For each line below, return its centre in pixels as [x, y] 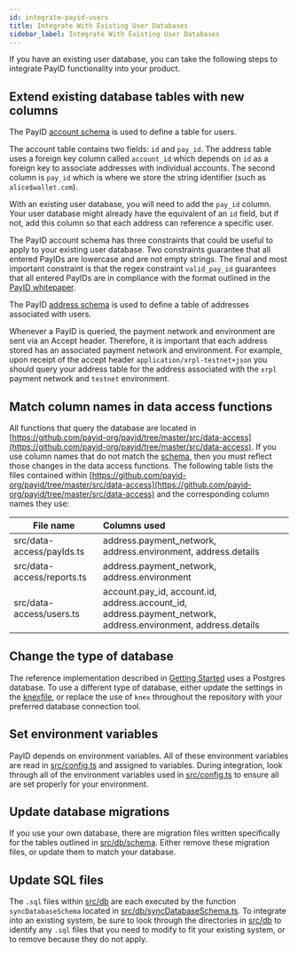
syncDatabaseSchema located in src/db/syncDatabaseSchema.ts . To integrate [148, 911]
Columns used [134, 525]
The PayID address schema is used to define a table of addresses [129, 305]
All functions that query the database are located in [103, 428]
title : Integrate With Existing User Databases [99, 26]
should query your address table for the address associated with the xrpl [143, 369]
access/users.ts [47, 614]
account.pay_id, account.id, [160, 592]
